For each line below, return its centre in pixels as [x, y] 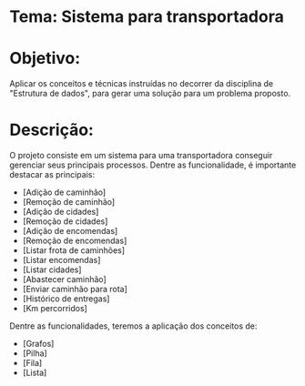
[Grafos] [38, 344]
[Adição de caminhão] [64, 192]
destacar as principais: [52, 175]
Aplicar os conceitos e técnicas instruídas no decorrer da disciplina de [142, 84]
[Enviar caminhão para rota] [75, 289]
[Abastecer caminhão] [64, 279]
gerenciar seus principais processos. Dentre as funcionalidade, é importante [153, 165]
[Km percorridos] [55, 309]
